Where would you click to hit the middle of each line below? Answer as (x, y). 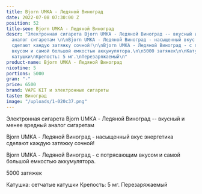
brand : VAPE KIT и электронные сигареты (58, 90)
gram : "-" (19, 79)
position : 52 (23, 23)
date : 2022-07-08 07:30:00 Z (43, 17)
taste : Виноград (26, 96)
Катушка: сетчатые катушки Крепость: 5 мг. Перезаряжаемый (87, 184)
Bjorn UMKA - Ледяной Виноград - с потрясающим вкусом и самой (93, 155)
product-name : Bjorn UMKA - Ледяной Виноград (64, 62)
